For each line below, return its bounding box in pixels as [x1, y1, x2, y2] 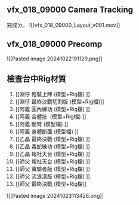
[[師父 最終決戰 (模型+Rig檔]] [15, 180, 87, 188]
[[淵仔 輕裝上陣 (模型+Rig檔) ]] [15, 91, 90, 98]
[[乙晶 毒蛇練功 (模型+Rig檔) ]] [15, 143, 90, 150]
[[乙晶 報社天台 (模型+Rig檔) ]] [15, 151, 90, 158]
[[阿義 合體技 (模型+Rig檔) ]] [15, 113, 87, 120]
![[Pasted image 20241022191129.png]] [7, 55, 103, 62]
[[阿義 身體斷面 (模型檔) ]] [15, 128, 79, 135]
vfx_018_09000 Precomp [7, 39, 103, 50]
